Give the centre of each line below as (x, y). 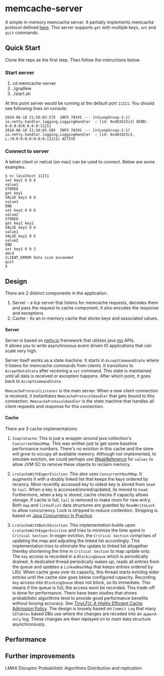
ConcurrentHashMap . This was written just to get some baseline (74, 443)
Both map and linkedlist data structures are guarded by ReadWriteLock (83, 505)
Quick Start (23, 48)
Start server (20, 73)
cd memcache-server (34, 83)
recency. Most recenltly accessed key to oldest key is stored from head (83, 484)
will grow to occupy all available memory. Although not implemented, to (84, 454)
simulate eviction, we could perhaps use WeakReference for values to (82, 459)
